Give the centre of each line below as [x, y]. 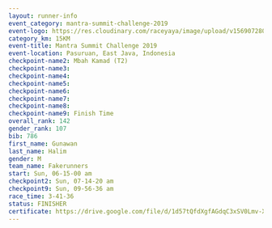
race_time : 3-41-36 [41, 196]
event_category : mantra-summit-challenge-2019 [88, 23]
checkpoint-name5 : [39, 83]
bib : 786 [23, 136]
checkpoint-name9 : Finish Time [61, 114]
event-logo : [28, 31]
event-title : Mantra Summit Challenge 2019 [83, 46]
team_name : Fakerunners [49, 167]
